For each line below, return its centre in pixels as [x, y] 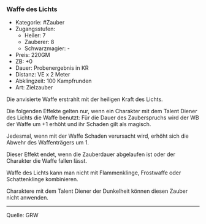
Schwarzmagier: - [47, 48]
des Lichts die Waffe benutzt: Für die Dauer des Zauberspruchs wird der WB [103, 118]
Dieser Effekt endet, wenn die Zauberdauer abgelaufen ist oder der [91, 154]
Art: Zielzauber [34, 88]
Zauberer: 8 [39, 42]
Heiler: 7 [35, 35]
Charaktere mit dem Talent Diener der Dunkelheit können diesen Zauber [97, 191]
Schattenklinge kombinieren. [42, 179]
